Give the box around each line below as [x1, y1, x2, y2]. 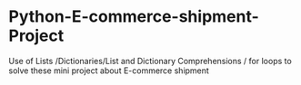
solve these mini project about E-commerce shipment [8, 65, 210, 76]
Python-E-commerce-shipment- [8, 6, 260, 27]
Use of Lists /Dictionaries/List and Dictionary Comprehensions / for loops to [8, 55, 292, 66]
